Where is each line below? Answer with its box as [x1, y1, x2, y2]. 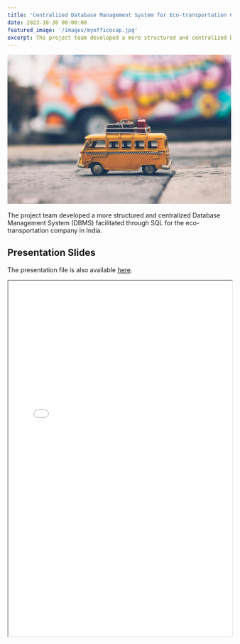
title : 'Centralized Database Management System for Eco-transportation [7, 11, 227, 18]
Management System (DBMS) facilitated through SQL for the [7, 218, 185, 227]
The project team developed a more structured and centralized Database [7, 210, 221, 220]
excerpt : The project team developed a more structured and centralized [7, 34, 227, 41]
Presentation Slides [7, 247, 96, 259]
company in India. [50, 226, 103, 235]
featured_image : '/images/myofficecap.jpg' [7, 26, 138, 33]
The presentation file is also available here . [7, 265, 133, 274]
